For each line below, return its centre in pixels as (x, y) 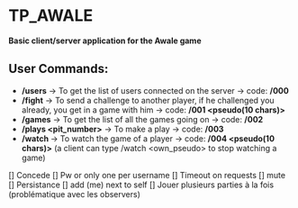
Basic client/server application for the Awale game (105, 41)
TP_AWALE (51, 16)
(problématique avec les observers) (75, 194)
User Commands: (59, 69)
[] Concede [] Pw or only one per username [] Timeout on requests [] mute (147, 175)
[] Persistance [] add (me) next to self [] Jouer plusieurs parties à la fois (141, 185)
